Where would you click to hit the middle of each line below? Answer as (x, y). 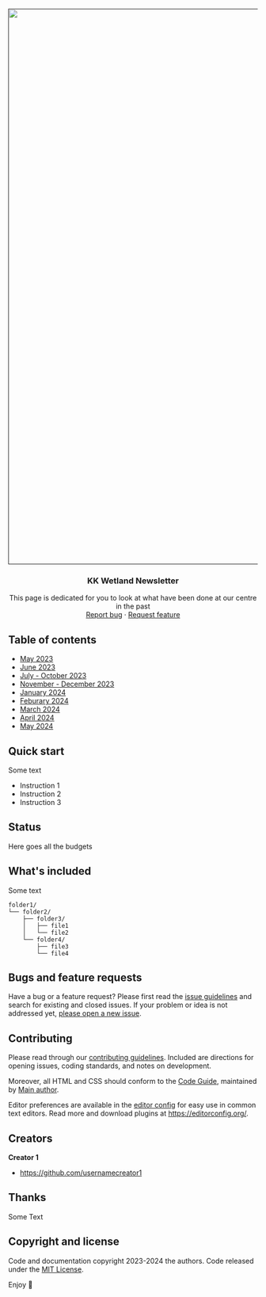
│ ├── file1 (46, 925)
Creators (30, 1138)
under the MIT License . (46, 1269)
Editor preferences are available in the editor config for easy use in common (132, 1105)
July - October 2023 (53, 676)
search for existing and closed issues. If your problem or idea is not (118, 1005)
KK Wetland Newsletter (133, 581)
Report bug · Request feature (133, 615)
